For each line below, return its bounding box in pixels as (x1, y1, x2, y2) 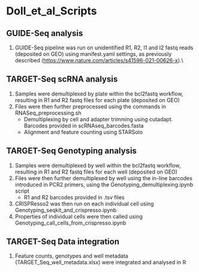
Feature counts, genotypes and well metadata (14, 252, 129, 259)
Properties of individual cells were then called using (14, 213, 143, 220)
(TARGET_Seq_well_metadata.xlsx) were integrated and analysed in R (14, 259, 186, 266)
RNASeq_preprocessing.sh (14, 109, 82, 116)
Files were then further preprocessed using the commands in (14, 103, 167, 110)
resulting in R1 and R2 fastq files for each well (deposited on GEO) (14, 168, 178, 175)
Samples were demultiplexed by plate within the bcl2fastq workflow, (14, 90, 183, 97)
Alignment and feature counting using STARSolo (23, 128, 143, 136)
